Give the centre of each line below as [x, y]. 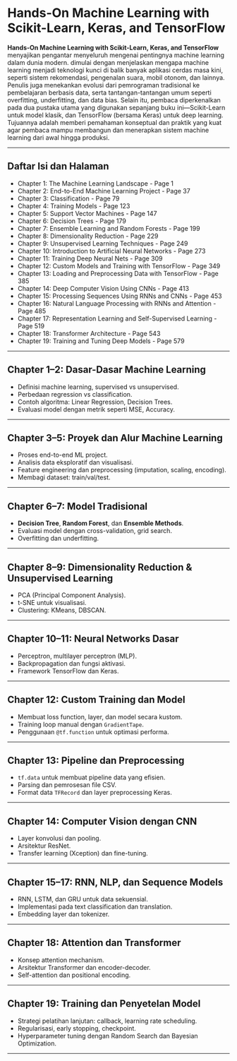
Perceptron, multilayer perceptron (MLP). [77, 656]
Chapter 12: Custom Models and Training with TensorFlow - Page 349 [119, 265]
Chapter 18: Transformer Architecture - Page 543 [89, 333]
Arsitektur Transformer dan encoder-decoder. [84, 967]
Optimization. [37, 1043]
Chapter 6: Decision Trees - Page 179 [72, 221]
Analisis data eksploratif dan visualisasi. [75, 462]
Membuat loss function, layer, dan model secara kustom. [100, 717]
